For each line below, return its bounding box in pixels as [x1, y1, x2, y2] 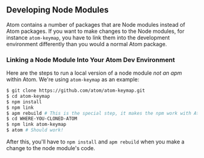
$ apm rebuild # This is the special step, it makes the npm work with [6, 110, 191, 116]
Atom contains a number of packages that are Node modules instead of [6, 21, 185, 28]
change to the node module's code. [6, 145, 95, 152]
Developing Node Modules [6, 5, 109, 15]
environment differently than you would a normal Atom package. [6, 40, 167, 47]
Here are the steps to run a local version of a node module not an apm [6, 69, 182, 77]
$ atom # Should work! [6, 127, 64, 133]
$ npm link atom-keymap [6, 122, 67, 128]
